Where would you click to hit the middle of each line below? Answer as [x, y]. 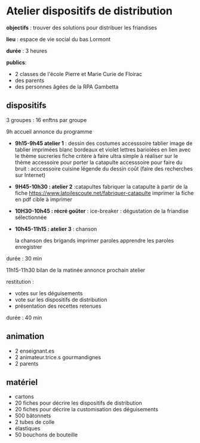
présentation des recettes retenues [58, 306]
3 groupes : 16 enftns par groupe [47, 120]
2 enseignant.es [35, 351]
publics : [16, 62]
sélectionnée [31, 217]
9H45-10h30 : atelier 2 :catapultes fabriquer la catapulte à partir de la [101, 186]
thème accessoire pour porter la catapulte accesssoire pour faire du [99, 162]
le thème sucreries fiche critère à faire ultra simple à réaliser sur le [96, 156]
